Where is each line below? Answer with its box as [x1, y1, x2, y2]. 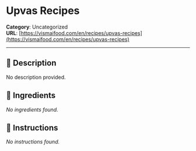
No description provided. [6, 73, 66, 80]
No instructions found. [6, 138, 60, 145]
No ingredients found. [6, 106, 58, 113]
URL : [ [6, 29, 22, 36]
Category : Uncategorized [6, 23, 68, 30]
